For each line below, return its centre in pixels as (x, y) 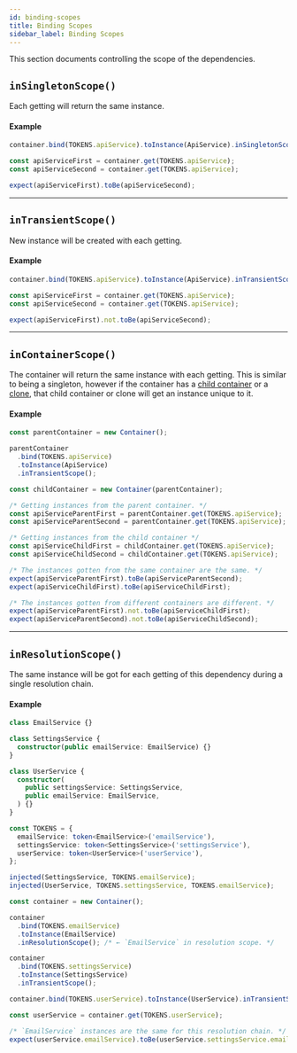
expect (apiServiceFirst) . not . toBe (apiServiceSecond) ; (110, 320)
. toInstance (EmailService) (67, 934)
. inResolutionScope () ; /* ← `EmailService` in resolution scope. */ (146, 942)
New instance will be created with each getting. (96, 240)
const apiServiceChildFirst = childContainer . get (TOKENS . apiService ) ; (142, 546)
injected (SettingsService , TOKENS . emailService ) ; (103, 877)
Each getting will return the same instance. (87, 106)
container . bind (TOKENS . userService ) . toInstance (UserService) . (126, 999)
